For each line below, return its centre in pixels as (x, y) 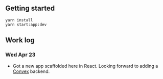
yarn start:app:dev (26, 24)
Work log (20, 40)
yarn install (19, 20)
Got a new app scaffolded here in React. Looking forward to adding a (85, 66)
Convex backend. (31, 71)
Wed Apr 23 (20, 55)
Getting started (30, 8)
